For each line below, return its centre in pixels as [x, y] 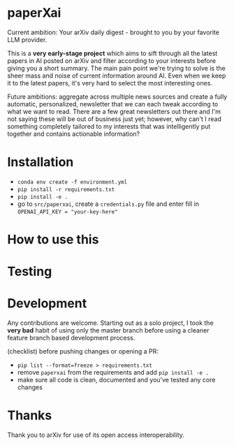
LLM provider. [27, 39]
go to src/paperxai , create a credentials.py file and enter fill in [108, 204]
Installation [41, 162]
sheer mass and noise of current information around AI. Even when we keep [117, 76]
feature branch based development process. [71, 338]
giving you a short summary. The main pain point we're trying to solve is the [116, 68]
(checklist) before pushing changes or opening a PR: [83, 351]
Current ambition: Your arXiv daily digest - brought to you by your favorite [114, 32]
